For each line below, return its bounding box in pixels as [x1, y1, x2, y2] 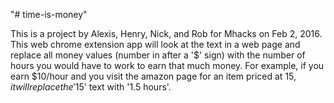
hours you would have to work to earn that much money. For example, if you [10, 60, 325, 71]
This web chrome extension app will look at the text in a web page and [10, 39, 301, 50]
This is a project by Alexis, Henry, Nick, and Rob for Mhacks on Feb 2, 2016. [10, 28, 323, 39]
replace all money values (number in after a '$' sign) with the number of [10, 49, 306, 61]
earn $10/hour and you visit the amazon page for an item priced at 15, [10, 70, 297, 82]
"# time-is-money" [10, 9, 88, 20]
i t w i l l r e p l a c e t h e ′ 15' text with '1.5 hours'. [10, 81, 172, 93]
